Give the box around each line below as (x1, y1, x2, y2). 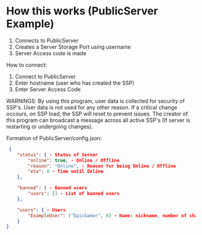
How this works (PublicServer (6, 4, 158, 18)
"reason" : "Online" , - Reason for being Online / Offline (28, 163, 176, 169)
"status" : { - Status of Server (17, 151, 98, 157)
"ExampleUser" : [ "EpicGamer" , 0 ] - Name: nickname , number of (28, 212, 187, 219)
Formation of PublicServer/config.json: (6, 134, 102, 142)
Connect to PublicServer (14, 73, 76, 80)
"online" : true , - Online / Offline (28, 157, 120, 163)
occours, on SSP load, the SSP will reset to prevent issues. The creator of (6, 110, 188, 117)
